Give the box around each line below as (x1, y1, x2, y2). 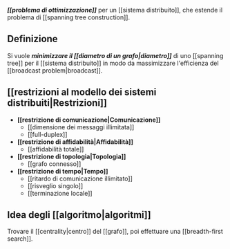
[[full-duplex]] (27, 130, 68, 138)
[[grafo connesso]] (27, 159, 82, 168)
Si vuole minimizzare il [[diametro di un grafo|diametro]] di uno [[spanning (7, 51, 224, 59)
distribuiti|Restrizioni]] (7, 97, 107, 109)
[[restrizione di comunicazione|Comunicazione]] (17, 116, 161, 124)
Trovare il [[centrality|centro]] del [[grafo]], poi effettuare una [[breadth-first (7, 228, 223, 236)
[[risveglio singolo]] (27, 181, 84, 190)
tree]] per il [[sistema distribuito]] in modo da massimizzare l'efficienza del (7, 59, 219, 67)
